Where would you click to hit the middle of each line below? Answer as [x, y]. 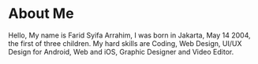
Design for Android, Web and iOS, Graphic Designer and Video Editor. [121, 52]
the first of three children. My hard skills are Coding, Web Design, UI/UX [125, 43]
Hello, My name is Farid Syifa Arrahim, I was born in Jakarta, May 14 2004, [129, 35]
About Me [41, 14]
